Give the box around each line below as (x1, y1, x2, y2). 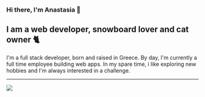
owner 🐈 (6, 35, 40, 45)
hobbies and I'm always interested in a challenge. (6, 66, 131, 74)
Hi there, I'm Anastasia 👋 (6, 5, 81, 14)
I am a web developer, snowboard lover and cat (6, 24, 189, 35)
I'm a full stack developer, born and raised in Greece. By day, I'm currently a (6, 54, 197, 61)
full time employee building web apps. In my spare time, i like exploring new (6, 60, 196, 68)
